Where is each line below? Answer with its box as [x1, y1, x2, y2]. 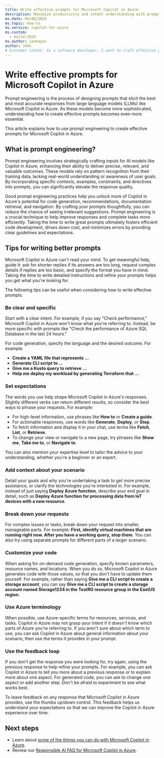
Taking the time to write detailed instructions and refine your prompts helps [5, 272, 157, 278]
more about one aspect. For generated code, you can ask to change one [5, 675, 151, 680]
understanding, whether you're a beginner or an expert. [5, 454, 117, 460]
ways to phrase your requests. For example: [5, 404, 94, 410]
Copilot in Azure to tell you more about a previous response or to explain [5, 669, 151, 675]
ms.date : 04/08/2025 [5, 16, 47, 21]
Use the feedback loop [5, 648, 60, 655]
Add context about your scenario [5, 467, 85, 473]
